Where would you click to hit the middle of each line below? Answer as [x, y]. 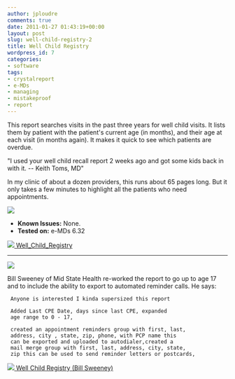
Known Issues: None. [49, 223]
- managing [23, 92]
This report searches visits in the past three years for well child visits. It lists [116, 125]
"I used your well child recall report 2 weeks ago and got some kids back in [115, 160]
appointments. [28, 196]
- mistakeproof [29, 99]
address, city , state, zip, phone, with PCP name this [93, 336]
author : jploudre [33, 14]
